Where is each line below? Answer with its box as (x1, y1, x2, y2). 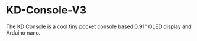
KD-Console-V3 (6, 4, 87, 17)
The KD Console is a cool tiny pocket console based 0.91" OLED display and (6, 23, 192, 30)
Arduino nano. (6, 29, 41, 36)
